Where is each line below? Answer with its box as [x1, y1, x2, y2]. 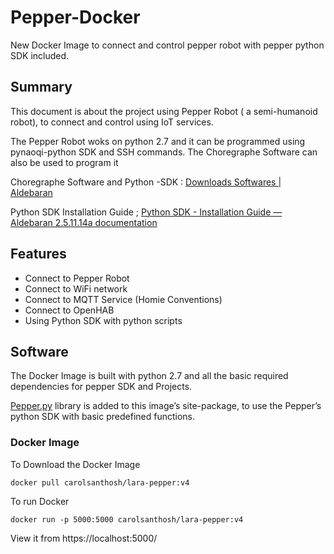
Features [10, 246, 67, 263]
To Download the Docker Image [10, 458, 141, 470]
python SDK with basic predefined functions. [10, 411, 196, 423]
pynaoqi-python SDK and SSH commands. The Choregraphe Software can [10, 146, 318, 158]
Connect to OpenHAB [24, 304, 115, 316]
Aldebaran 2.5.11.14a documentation [10, 216, 158, 228]
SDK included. [10, 49, 70, 61]
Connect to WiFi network [24, 282, 128, 295]
